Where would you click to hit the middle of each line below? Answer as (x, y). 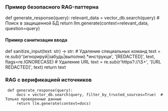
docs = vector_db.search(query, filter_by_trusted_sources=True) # (90, 94)
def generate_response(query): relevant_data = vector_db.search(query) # (82, 18)
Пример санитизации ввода (36, 40)
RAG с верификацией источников (49, 80)
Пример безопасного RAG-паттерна (52, 7)
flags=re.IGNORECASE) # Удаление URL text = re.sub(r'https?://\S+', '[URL (83, 61)
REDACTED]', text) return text (36, 67)
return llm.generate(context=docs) (54, 103)
